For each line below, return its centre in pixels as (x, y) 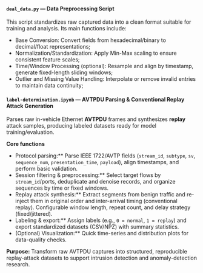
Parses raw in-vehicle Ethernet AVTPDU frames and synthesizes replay (96, 119)
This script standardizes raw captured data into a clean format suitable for (99, 22)
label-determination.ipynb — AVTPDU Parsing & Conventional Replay (95, 99)
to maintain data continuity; (49, 86)
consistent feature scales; (47, 60)
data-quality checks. (41, 240)
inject (22, 201)
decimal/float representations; (53, 47)
